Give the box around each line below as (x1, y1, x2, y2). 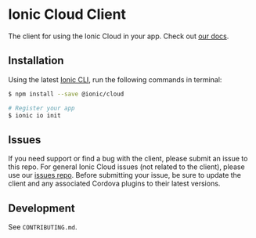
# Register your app (8, 104, 76, 112)
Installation (8, 54, 64, 67)
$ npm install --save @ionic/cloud (8, 90, 124, 98)
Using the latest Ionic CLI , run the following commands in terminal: (8, 74, 222, 84)
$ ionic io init (8, 111, 61, 119)
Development (8, 201, 76, 215)
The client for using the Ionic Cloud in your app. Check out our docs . (8, 31, 229, 41)
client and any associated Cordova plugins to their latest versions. (8, 178, 221, 189)
